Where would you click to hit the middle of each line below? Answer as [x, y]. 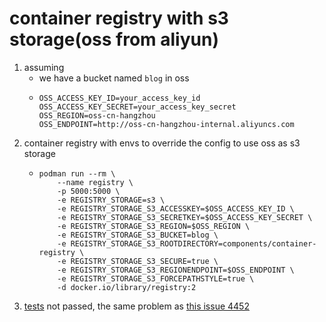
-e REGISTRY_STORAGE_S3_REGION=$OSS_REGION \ [154, 226]
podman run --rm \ [77, 173]
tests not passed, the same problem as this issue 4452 [136, 306]
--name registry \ [95, 182]
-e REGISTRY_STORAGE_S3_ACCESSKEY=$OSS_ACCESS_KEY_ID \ [176, 208]
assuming [44, 67]
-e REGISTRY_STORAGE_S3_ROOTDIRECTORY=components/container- [187, 243]
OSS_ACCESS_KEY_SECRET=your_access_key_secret [137, 107]
